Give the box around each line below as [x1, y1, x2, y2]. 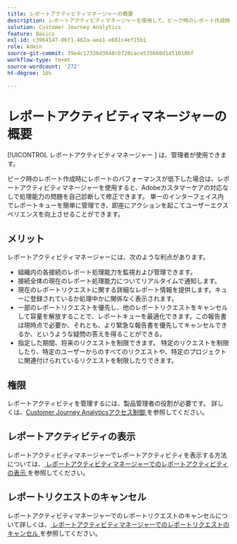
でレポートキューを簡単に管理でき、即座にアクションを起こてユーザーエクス [7, 201, 229, 209]
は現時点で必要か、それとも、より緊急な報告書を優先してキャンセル [17, 321, 215, 330]
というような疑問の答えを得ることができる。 [36, 330, 166, 338]
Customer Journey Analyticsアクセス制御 [25, 408, 146, 417]
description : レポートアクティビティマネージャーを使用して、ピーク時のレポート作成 [7, 17, 226, 24]
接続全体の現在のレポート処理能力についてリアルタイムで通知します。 [17, 277, 221, 285]
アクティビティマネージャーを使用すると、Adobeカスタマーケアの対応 [19, 183, 223, 192]
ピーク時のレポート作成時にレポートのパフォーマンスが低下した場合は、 [7, 175, 217, 183]
